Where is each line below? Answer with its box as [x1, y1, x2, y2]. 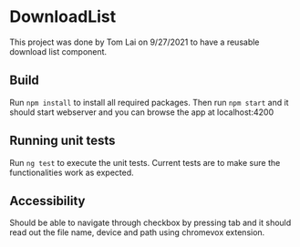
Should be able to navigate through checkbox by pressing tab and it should [9, 217, 292, 229]
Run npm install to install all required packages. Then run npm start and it [9, 97, 289, 108]
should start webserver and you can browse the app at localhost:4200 [9, 107, 274, 118]
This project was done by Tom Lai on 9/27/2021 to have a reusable [9, 36, 260, 47]
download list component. [9, 46, 108, 57]
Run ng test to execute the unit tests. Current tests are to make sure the [9, 157, 281, 168]
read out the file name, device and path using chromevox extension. [9, 227, 265, 238]
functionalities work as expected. [9, 167, 134, 178]
